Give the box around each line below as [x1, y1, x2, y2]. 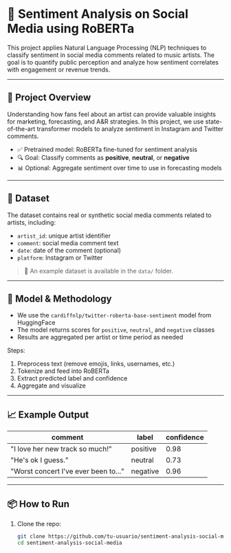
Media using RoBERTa [7, 21, 135, 36]
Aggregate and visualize [16, 381, 86, 390]
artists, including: [7, 218, 56, 226]
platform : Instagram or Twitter [16, 253, 103, 262]
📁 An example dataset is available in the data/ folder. [23, 267, 174, 275]
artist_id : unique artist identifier [16, 232, 111, 240]
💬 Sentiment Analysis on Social [7, 6, 189, 22]
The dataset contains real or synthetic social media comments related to [7, 211, 212, 219]
